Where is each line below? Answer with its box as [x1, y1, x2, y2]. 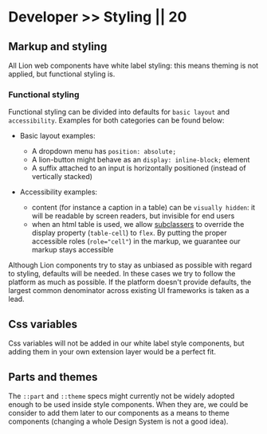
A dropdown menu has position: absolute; [31, 147, 177, 156]
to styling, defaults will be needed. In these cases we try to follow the [8, 269, 236, 279]
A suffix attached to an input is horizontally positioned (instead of [31, 163, 246, 173]
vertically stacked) [31, 172, 93, 182]
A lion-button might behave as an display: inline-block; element [31, 155, 250, 165]
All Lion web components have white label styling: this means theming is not [8, 61, 259, 70]
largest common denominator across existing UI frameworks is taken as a [8, 286, 249, 295]
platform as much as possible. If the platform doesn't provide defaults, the [8, 277, 252, 287]
